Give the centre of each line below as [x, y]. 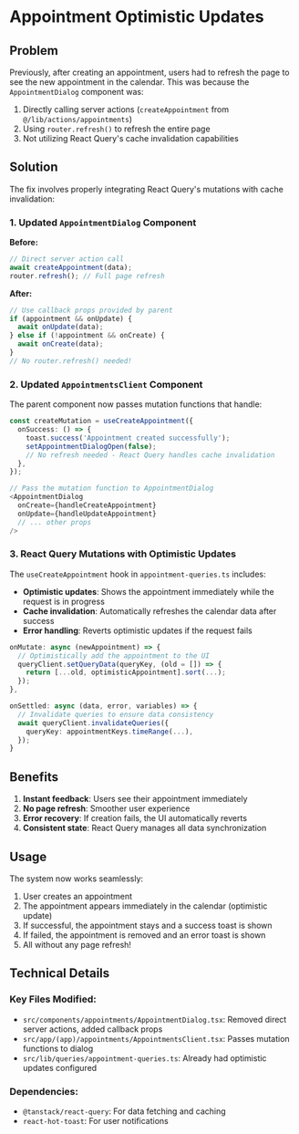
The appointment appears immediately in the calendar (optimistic [145, 906]
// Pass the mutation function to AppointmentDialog [112, 489]
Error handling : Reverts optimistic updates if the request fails [137, 630]
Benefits [34, 777]
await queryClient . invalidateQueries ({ [93, 723]
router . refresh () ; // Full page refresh [88, 276]
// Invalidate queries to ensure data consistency [116, 714]
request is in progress [63, 601]
